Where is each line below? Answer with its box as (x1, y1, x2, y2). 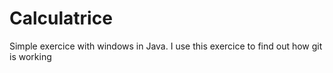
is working (9, 50, 52, 62)
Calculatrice (9, 7, 113, 30)
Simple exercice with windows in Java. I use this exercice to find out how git (9, 40, 323, 52)
